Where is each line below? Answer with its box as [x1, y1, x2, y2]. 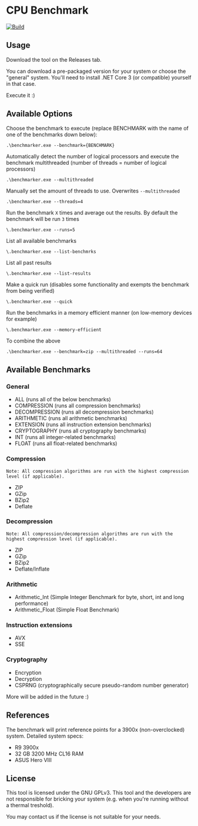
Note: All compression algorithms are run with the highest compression [6, 468, 189, 474]
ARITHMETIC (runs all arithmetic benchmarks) [14, 415, 128, 422]
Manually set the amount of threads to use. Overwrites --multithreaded [6, 187, 180, 194]
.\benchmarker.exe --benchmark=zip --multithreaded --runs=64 [6, 348, 163, 354]
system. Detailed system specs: [6, 732, 84, 739]
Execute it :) [6, 91, 35, 98]
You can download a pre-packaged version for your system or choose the [6, 68, 186, 75]
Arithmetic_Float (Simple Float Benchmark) [14, 606, 119, 613]
